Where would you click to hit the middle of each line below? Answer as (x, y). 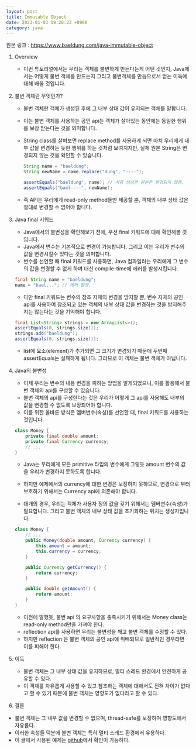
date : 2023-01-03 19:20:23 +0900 (47, 22)
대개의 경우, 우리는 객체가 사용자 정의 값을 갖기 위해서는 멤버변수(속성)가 (106, 504)
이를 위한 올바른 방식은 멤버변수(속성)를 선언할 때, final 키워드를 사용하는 (106, 412)
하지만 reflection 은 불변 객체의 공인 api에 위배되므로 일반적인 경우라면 (104, 639)
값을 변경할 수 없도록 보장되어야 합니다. (68, 405)
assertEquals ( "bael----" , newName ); (68, 188)
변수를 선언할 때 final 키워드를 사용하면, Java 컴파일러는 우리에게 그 (100, 261)
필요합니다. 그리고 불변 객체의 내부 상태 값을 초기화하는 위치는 (93, 511)
